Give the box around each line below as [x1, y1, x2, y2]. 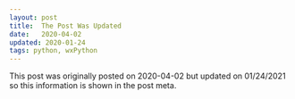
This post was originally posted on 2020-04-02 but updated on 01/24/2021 [9, 70, 286, 81]
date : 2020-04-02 [9, 29, 82, 38]
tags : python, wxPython [9, 46, 98, 55]
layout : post [9, 12, 58, 22]
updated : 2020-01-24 [9, 37, 87, 47]
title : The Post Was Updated [9, 21, 122, 30]
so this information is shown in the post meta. [9, 80, 177, 91]
